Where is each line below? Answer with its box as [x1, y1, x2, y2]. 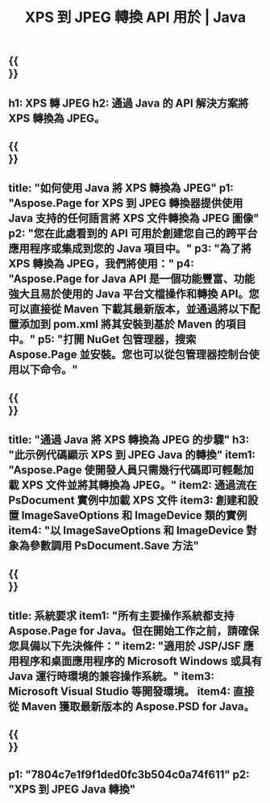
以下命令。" [19, 363, 78, 377]
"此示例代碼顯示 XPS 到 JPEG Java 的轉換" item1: [8, 448, 256, 462]
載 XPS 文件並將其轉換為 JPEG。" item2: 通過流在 [8, 479, 257, 492]
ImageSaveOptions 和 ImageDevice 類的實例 [21, 508, 247, 522]
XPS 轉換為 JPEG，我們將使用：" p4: [8, 257, 195, 271]
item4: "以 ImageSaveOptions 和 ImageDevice [8, 524, 244, 537]
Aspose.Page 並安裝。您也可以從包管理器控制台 [8, 348, 249, 362]
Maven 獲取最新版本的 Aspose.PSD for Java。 [21, 700, 255, 713]
